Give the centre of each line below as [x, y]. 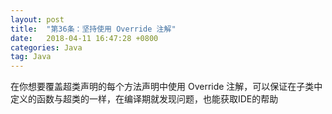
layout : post [37, 19]
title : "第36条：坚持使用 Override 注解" [93, 29]
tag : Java [31, 57]
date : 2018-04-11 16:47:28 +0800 [84, 38]
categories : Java [46, 47]
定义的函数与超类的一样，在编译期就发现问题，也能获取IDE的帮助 [144, 99]
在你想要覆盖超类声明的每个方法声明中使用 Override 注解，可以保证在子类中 [166, 87]
